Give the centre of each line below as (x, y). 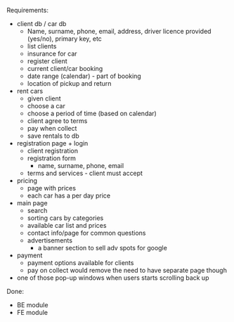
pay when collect (52, 128)
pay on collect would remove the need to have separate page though (127, 270)
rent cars (30, 91)
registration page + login (52, 143)
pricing (27, 181)
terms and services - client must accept (85, 173)
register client (47, 61)
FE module (32, 313)
